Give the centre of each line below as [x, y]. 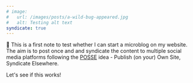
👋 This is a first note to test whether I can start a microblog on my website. [97, 45]
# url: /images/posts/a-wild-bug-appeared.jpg [67, 17]
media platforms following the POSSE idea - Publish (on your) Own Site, [94, 57]
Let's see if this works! [34, 75]
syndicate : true [26, 28]
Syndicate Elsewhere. [33, 64]
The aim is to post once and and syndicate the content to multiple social [94, 51]
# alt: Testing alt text [39, 22]
